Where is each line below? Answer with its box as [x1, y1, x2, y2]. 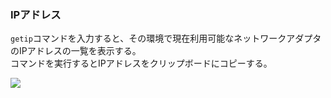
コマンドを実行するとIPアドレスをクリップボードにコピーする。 [10, 57, 273, 70]
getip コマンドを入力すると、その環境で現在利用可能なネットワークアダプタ [10, 32, 322, 45]
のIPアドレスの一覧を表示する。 [10, 45, 142, 57]
